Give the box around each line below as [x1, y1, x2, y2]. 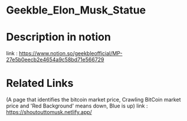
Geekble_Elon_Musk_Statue [6, 4, 146, 17]
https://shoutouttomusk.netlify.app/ [6, 109, 93, 116]
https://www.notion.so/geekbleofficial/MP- [18, 50, 123, 57]
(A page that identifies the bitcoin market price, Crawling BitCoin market [6, 96, 181, 103]
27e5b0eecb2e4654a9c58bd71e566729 [6, 56, 104, 63]
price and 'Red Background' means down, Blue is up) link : [6, 102, 148, 109]
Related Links [6, 77, 74, 90]
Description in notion [6, 31, 111, 44]
